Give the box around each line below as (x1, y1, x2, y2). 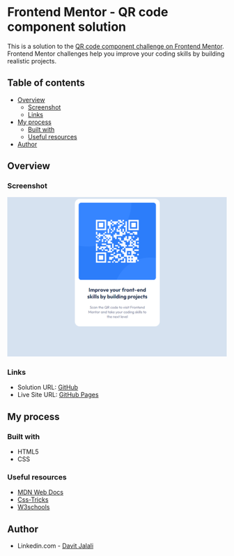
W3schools (17, 503, 50, 511)
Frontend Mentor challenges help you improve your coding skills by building (7, 49, 225, 58)
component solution (7, 19, 127, 35)
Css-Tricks (17, 495, 49, 504)
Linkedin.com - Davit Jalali (17, 541, 94, 550)
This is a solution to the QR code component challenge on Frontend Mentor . (7, 42, 224, 50)
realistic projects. (7, 56, 57, 65)
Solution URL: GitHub (17, 383, 79, 392)
